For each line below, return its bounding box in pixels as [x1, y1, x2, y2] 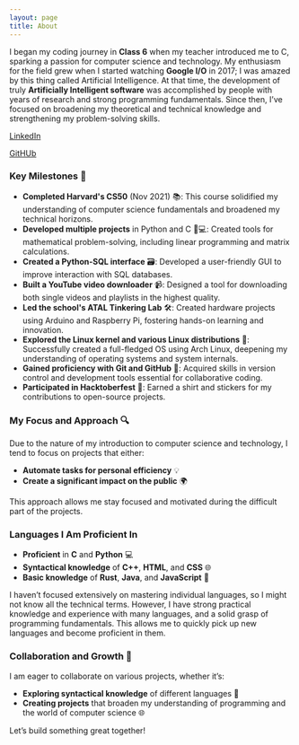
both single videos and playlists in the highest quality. [22, 292, 221, 302]
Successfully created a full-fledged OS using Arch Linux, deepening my [22, 343, 288, 355]
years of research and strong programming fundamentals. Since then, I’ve [9, 93, 283, 104]
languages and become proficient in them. [9, 627, 166, 638]
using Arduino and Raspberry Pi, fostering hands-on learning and [22, 315, 264, 326]
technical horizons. [22, 213, 93, 224]
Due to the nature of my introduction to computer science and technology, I [9, 438, 288, 449]
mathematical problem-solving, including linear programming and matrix [22, 236, 290, 247]
